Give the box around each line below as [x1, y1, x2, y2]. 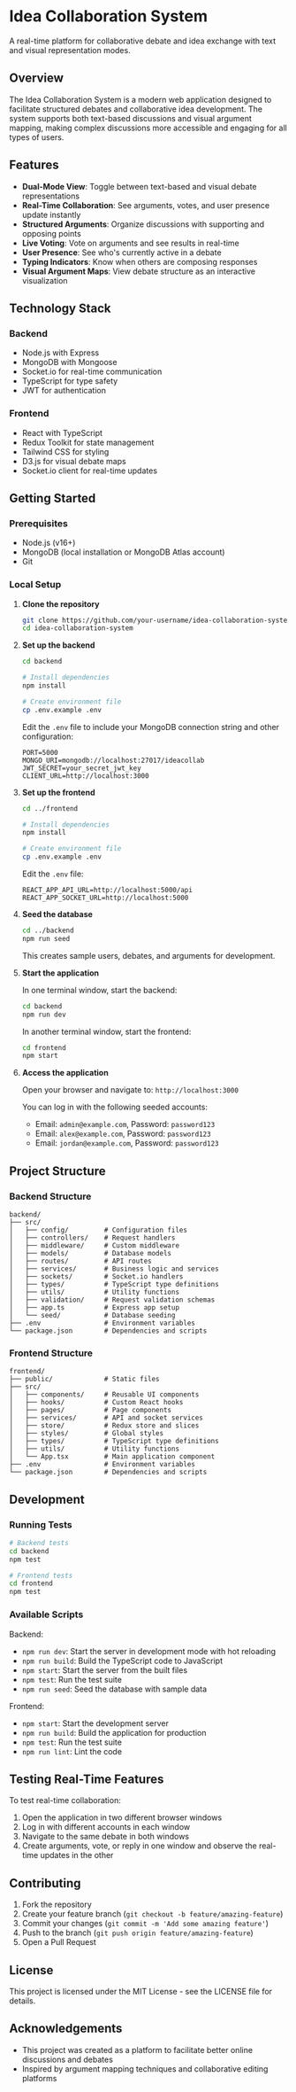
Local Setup [9, 579, 62, 591]
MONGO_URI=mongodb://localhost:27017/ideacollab [21, 756, 205, 765]
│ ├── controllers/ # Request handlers [9, 1233, 176, 1242]
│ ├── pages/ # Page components [9, 1406, 172, 1415]
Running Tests [9, 1518, 72, 1530]
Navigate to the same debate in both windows [21, 1831, 190, 1842]
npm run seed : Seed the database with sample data [21, 1684, 208, 1694]
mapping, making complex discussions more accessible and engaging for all [9, 122, 287, 133]
